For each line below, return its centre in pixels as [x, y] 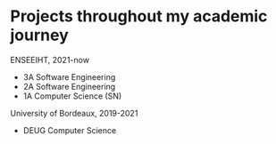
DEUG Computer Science [70, 130]
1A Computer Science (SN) [72, 96]
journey [40, 35]
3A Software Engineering [69, 76]
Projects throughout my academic [139, 16]
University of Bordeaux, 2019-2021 [74, 113]
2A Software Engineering [69, 86]
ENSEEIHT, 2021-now [50, 60]
